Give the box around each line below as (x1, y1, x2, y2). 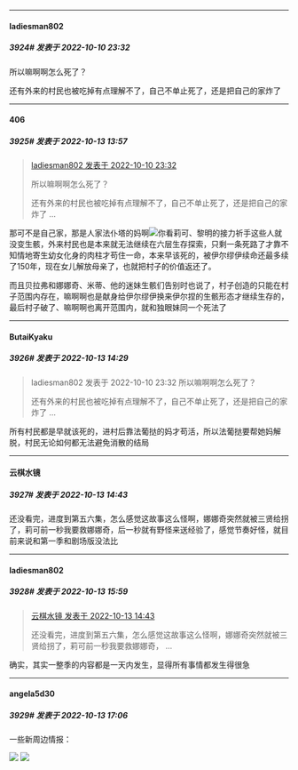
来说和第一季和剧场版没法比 (16, 535, 118, 547)
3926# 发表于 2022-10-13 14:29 (9, 353, 129, 364)
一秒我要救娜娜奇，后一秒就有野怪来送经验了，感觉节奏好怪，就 (47, 525, 281, 535)
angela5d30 (9, 688, 55, 699)
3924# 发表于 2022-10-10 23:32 (9, 42, 130, 53)
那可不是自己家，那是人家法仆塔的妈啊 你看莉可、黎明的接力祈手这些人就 (9, 228, 282, 238)
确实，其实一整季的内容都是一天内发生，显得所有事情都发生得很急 (9, 659, 250, 670)
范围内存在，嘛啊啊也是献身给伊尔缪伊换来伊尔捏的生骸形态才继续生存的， (16, 291, 289, 302)
